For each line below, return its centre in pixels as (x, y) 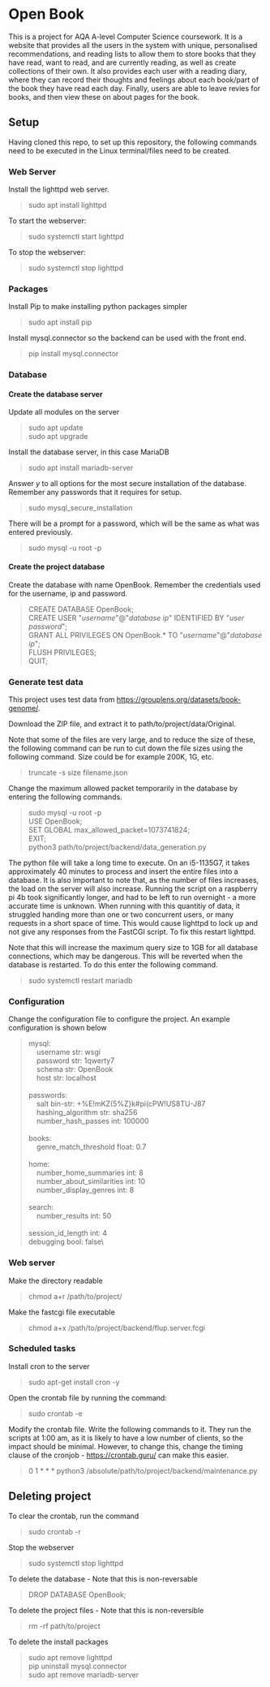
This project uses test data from (62, 699)
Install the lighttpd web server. (59, 189)
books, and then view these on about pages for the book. (104, 97)
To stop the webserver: (47, 252)
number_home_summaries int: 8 (90, 1173)
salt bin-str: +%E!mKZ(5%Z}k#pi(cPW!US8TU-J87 (121, 1104)
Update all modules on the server (64, 412)
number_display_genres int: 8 (85, 1190)
